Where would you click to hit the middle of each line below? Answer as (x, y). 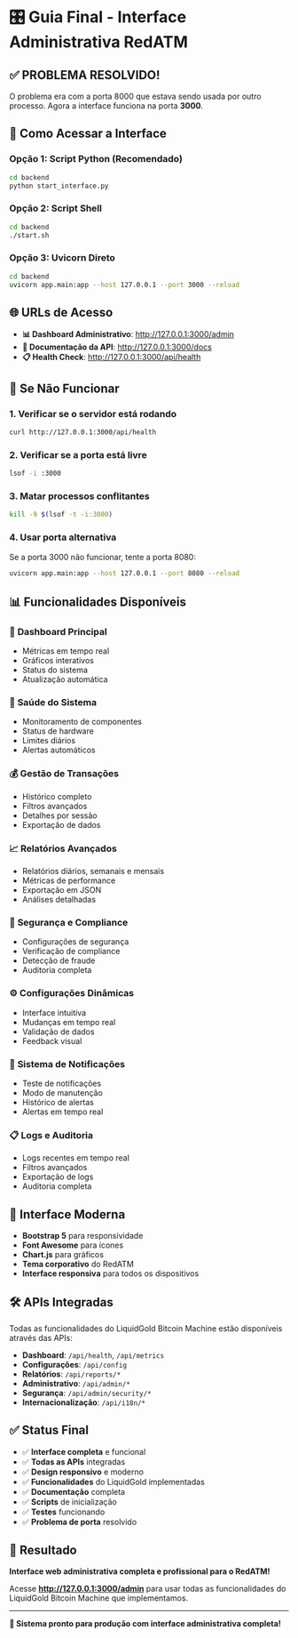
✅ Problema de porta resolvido (79, 1522)
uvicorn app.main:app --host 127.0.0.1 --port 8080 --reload (125, 573)
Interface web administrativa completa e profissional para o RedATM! (140, 1571)
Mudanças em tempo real (69, 1022)
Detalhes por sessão (59, 815)
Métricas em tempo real (66, 651)
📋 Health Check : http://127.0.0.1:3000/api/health (111, 357)
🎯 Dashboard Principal (59, 631)
